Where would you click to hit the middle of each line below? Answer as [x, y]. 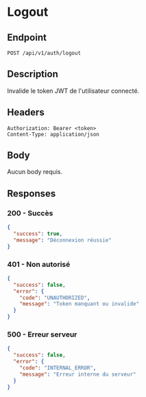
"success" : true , [38, 234]
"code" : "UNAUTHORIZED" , [55, 298]
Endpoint [27, 37]
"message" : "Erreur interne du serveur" [78, 374]
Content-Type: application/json [53, 134]
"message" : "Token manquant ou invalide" [79, 304]
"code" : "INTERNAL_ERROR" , [58, 368]
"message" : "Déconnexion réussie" [62, 240]
